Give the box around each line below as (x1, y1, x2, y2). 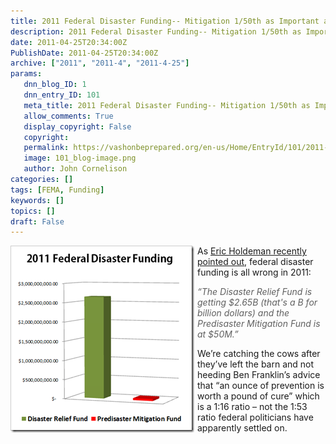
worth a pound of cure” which (197, 390, 320, 402)
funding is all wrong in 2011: (197, 266, 312, 279)
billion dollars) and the (197, 307, 290, 319)
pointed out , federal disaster (197, 256, 314, 268)
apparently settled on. (197, 422, 288, 434)
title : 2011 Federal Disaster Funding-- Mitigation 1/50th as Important (10, 16, 320, 26)
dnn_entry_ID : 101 (23, 90, 101, 100)
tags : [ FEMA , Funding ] (10, 185, 105, 195)
